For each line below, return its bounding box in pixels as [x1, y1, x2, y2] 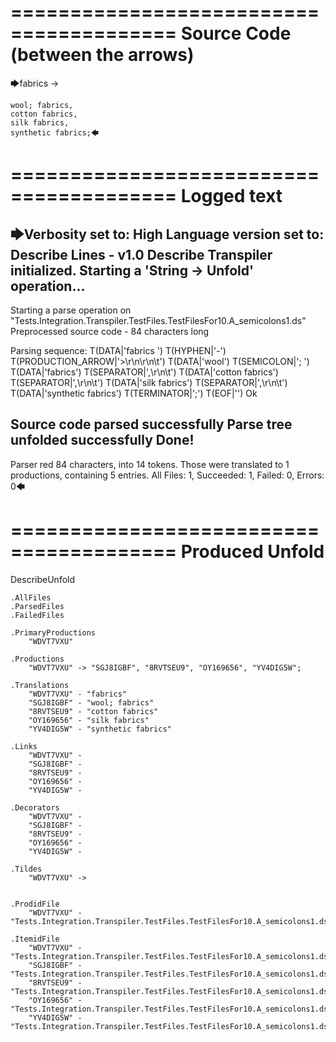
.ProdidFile [10, 899, 60, 909]
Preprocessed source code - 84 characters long [10, 325, 210, 337]
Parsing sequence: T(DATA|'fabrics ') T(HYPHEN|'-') [10, 344, 227, 356]
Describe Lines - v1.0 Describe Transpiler [10, 246, 273, 263]
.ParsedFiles [10, 601, 65, 611]
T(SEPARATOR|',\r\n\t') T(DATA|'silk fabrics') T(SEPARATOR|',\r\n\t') [10, 376, 288, 388]
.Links [10, 741, 38, 751]
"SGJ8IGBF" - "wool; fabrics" [28, 697, 155, 708]
